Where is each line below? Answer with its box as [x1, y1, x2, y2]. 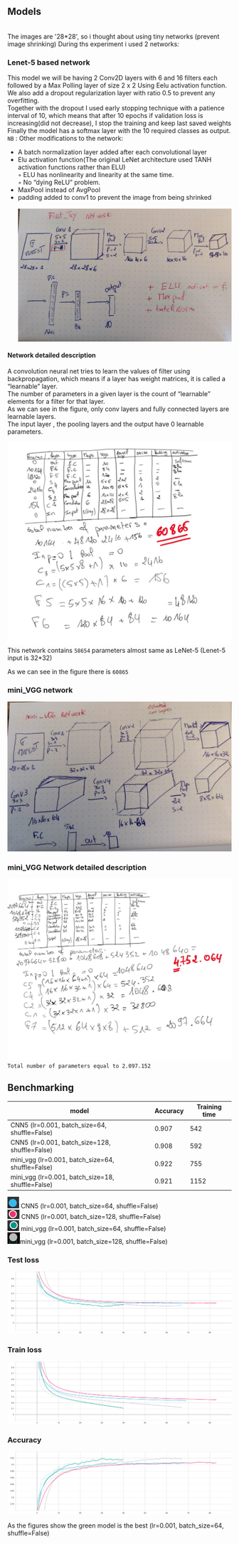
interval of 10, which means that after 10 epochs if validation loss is [7, 112, 203, 120]
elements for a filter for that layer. [7, 398, 105, 406]
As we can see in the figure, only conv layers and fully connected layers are [7, 405, 230, 413]
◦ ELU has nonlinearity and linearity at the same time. [17, 171, 174, 179]
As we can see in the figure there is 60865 [7, 667, 129, 676]
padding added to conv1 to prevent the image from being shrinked [17, 193, 212, 202]
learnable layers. [7, 412, 56, 421]
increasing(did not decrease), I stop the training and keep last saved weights [7, 119, 232, 127]
